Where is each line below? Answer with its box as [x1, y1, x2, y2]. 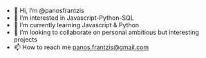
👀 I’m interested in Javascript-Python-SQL [13, 14, 135, 22]
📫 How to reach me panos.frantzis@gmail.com [13, 43, 149, 51]
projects [13, 35, 38, 44]
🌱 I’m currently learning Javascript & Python [13, 21, 140, 29]
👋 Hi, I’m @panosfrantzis [13, 7, 84, 14]
